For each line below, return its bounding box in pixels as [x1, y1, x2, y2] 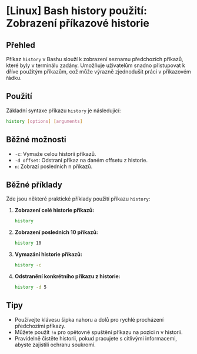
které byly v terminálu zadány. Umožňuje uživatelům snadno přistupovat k [6, 62, 185, 69]
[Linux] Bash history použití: [6, 4, 148, 18]
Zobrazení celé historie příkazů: [14, 207, 95, 214]
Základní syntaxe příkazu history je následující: [6, 107, 121, 114]
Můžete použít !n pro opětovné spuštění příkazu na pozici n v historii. [14, 328, 183, 336]
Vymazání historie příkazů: [14, 251, 82, 258]
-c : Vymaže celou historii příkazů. [14, 150, 96, 157]
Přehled [6, 40, 35, 50]
